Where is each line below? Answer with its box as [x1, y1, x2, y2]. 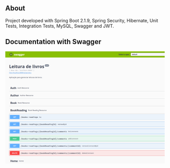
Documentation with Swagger [5, 37, 102, 46]
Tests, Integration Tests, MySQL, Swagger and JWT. [5, 23, 114, 29]
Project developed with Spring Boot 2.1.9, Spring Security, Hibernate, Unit [5, 17, 158, 23]
